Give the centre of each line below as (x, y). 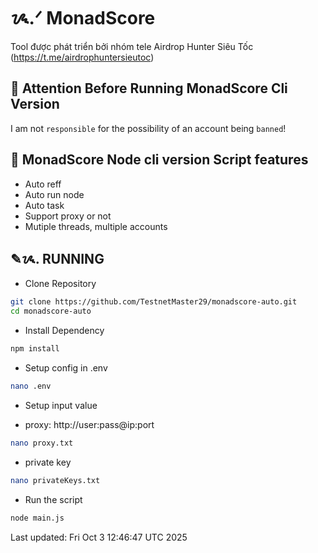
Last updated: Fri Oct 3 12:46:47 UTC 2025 (99, 537)
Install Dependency (64, 331)
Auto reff (43, 184)
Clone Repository (60, 284)
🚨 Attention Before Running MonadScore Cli (149, 88)
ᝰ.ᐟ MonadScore (83, 18)
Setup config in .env (66, 368)
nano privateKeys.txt (55, 480)
